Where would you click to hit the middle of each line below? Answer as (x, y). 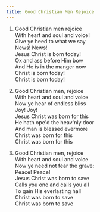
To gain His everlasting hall (48, 191)
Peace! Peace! (32, 172)
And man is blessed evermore (51, 129)
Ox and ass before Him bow (49, 60)
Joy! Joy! (26, 110)
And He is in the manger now (50, 67)
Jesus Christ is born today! (48, 54)
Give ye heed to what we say (50, 41)
